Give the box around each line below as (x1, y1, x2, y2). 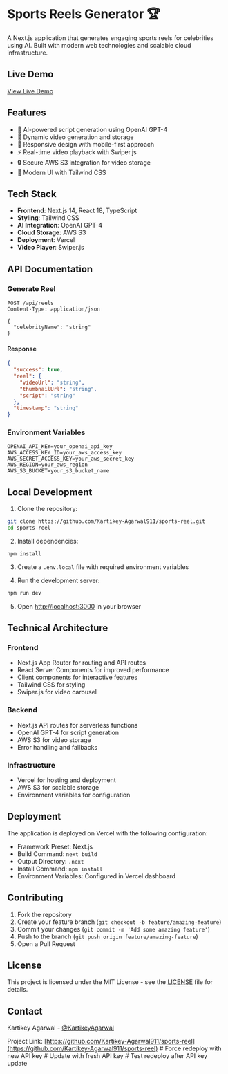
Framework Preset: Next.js (17, 842, 93, 851)
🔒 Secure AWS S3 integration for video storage (17, 158, 151, 167)
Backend (7, 705, 38, 715)
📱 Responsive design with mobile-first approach (17, 140, 155, 148)
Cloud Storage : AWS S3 (17, 228, 86, 237)
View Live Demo (7, 86, 54, 95)
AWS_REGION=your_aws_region (7, 461, 88, 468)
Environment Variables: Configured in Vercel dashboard (17, 871, 176, 880)
